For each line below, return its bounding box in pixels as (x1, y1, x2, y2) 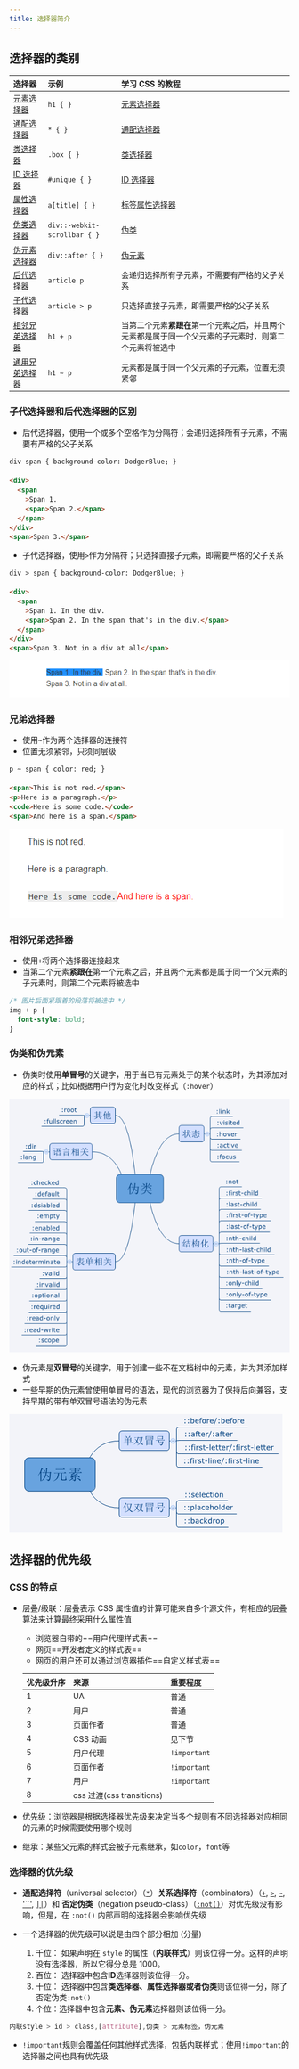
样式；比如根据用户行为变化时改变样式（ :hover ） (37, 1080, 218, 1091)
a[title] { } (47, 200, 96, 209)
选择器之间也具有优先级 (21, 2050, 109, 2062)
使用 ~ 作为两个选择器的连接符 (21, 735, 128, 746)
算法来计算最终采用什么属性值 (21, 1614, 132, 1625)
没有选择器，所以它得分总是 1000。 (35, 1959, 166, 1969)
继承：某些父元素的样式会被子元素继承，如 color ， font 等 (21, 1841, 230, 1852)
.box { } (47, 151, 80, 159)
